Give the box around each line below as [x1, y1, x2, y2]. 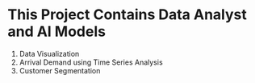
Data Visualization [19, 49, 80, 58]
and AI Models [7, 22, 107, 41]
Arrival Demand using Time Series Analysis [19, 57, 163, 67]
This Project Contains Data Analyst [7, 6, 247, 24]
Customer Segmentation [19, 65, 101, 75]
